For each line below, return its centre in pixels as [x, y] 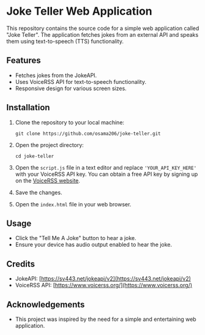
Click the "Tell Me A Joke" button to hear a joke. [76, 238]
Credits [21, 264]
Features [24, 60]
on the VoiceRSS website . [48, 180]
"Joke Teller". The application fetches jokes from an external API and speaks [102, 34]
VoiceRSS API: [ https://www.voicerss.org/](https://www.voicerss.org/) [104, 285]
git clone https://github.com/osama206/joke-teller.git [88, 134]
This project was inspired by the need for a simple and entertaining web [106, 319]
